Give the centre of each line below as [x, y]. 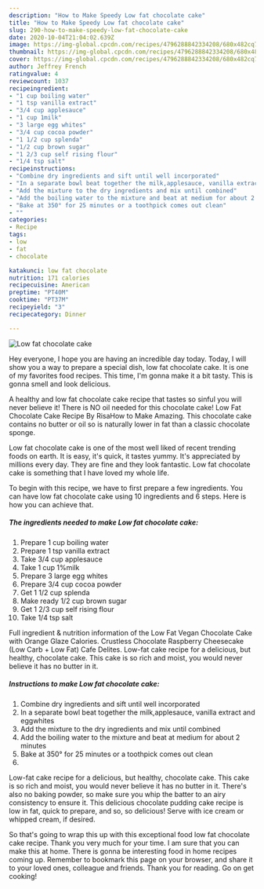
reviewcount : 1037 [39, 81]
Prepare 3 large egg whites [64, 576]
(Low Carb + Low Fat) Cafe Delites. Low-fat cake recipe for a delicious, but [130, 649]
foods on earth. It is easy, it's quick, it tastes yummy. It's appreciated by [125, 455]
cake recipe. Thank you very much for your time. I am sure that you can [124, 843]
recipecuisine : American [49, 285]
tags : [18, 235]
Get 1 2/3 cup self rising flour [67, 609]
